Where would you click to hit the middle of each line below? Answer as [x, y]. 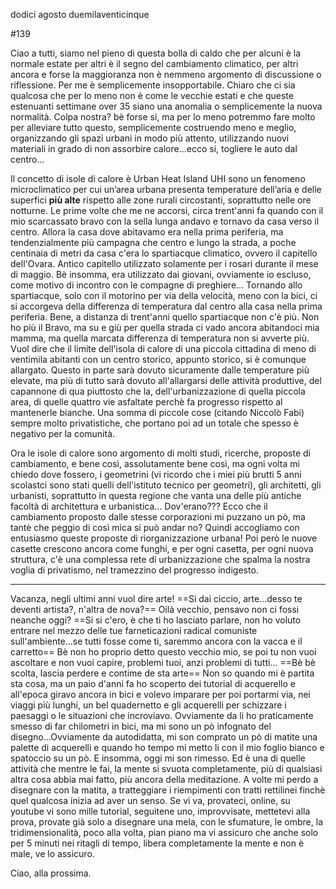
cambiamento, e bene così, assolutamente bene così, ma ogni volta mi [155, 463]
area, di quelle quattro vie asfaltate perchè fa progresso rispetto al [146, 402]
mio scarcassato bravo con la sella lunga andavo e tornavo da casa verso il [165, 221]
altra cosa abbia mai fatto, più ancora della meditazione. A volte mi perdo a [164, 779]
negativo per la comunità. [63, 433]
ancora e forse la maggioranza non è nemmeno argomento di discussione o [166, 74]
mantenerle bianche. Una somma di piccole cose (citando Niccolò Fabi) [157, 412]
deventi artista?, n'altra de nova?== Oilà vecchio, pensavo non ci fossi [155, 609]
